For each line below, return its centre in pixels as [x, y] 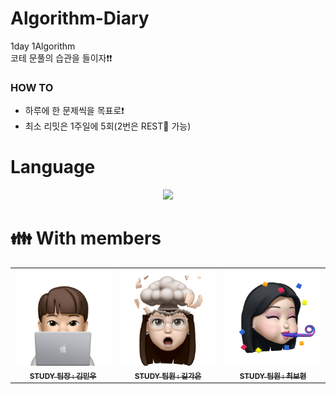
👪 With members [86, 238]
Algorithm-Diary [80, 18]
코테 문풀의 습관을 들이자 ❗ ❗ [61, 58]
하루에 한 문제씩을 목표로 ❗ [74, 111]
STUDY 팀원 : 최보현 [273, 376]
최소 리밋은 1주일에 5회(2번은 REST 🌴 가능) [108, 126]
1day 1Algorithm [43, 46]
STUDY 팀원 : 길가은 [168, 376]
